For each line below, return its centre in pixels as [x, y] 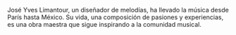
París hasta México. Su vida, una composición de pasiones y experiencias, [116, 17]
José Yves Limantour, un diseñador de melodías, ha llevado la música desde [118, 10]
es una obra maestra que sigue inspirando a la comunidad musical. [105, 24]
